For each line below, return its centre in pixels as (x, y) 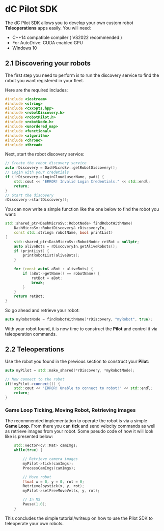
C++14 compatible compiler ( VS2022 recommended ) (67, 37)
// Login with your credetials (37, 172)
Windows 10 (25, 48)
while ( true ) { (28, 450)
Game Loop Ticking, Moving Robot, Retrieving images (70, 410)
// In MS (32, 500)
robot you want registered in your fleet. (45, 80)
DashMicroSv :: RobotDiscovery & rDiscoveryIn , (60, 228)
